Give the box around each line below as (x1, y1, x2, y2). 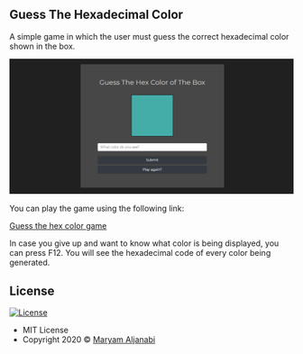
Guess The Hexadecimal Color (9, 7, 183, 23)
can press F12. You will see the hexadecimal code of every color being (9, 248, 271, 259)
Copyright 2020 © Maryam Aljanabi (22, 334, 156, 345)
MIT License (22, 324, 69, 336)
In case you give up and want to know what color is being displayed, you (9, 238, 280, 249)
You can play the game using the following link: (9, 203, 185, 214)
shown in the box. (9, 41, 76, 51)
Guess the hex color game (9, 221, 107, 231)
